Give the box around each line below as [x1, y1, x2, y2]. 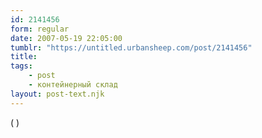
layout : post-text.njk [10, 89, 105, 99]
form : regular [10, 24, 70, 34]
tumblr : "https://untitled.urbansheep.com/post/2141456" [10, 42, 253, 53]
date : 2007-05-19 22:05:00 [10, 33, 123, 43]
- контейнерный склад [28, 80, 118, 90]
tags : [10, 61, 33, 71]
